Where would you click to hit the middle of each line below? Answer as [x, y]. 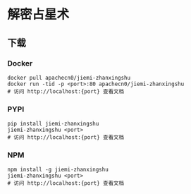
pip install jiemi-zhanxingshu [53, 124]
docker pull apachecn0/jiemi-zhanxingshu [69, 78]
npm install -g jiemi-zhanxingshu [58, 170]
